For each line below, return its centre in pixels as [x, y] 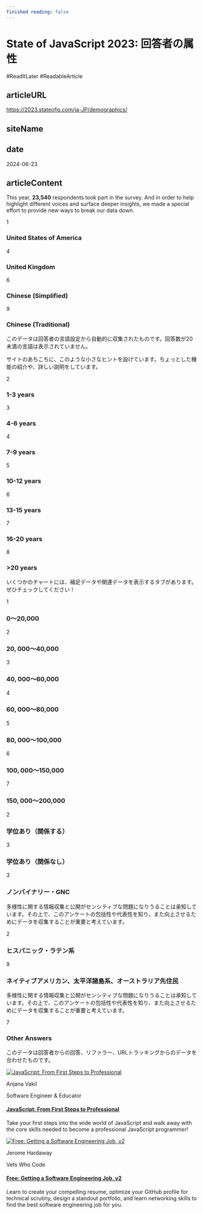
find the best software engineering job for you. [65, 1204]
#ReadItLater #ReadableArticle [45, 76]
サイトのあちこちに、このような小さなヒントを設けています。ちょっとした [99, 359]
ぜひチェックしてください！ [41, 589]
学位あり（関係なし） [37, 861]
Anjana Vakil [22, 1084]
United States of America [44, 238]
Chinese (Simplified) [37, 296]
